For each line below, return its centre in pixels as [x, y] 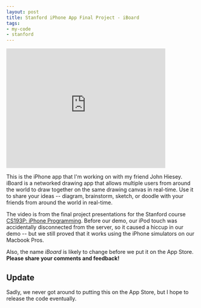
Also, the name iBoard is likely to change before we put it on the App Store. [100, 252]
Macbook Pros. [25, 240]
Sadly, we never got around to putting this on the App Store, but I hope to [97, 292]
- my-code [19, 29]
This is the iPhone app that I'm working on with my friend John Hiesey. [94, 177]
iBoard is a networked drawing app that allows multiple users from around [98, 183]
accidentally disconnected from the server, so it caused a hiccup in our [95, 227]
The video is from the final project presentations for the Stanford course [96, 214]
